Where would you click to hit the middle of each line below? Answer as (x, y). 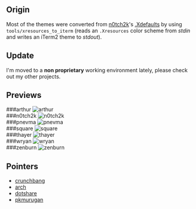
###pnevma (21, 122)
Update (20, 56)
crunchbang (30, 181)
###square (20, 128)
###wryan (19, 141)
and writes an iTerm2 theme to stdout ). (54, 37)
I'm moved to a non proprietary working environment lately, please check (97, 70)
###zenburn (22, 147)
